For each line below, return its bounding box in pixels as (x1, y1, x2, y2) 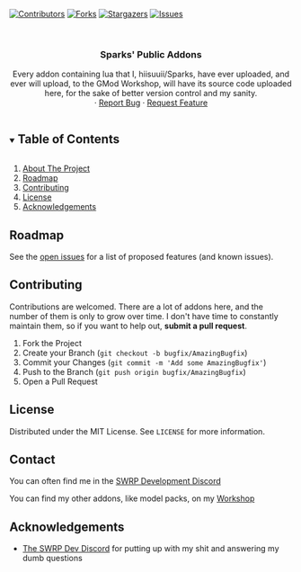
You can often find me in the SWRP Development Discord (9, 476, 222, 487)
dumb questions (22, 553, 83, 564)
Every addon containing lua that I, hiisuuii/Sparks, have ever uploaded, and (12, 68, 290, 80)
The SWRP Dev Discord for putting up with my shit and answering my (22, 543, 279, 554)
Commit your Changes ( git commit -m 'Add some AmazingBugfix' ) (22, 356, 267, 368)
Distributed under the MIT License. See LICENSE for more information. (9, 425, 265, 436)
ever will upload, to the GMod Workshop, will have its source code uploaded (10, 78, 292, 89)
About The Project (22, 163, 91, 174)
